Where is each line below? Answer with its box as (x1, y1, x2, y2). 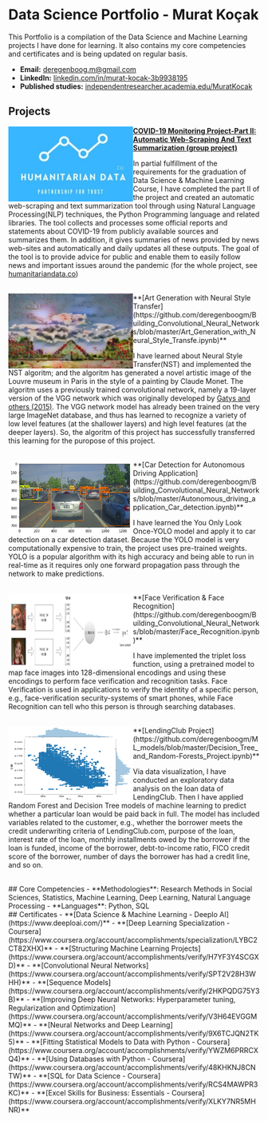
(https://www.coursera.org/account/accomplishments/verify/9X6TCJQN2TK (8, 1028, 259, 1038)
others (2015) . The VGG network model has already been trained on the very (8, 401, 260, 411)
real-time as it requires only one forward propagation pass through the (8, 560, 240, 569)
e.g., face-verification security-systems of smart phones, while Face (8, 693, 234, 703)
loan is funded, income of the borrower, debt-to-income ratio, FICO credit (8, 843, 250, 852)
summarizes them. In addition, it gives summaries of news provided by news (8, 234, 260, 245)
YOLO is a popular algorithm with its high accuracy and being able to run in (8, 552, 254, 561)
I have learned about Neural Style (132, 350, 243, 361)
